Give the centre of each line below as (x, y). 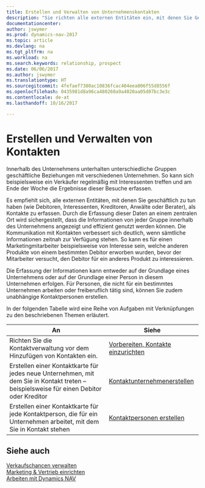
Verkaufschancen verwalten (42, 465)
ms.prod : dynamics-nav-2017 (42, 35)
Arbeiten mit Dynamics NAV (41, 479)
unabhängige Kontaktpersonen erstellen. (57, 296)
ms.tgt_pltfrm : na (30, 52)
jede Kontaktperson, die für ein (53, 414)
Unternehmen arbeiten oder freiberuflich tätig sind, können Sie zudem (95, 290)
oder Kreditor (28, 396)
